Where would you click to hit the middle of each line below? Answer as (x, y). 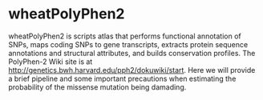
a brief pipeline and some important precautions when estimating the (122, 78)
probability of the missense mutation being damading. (97, 87)
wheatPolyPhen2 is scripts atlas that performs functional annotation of (125, 36)
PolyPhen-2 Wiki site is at (51, 62)
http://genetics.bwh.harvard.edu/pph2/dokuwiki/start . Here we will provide (132, 70)
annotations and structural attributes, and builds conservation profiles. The (132, 53)
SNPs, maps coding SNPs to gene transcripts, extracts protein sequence (128, 44)
